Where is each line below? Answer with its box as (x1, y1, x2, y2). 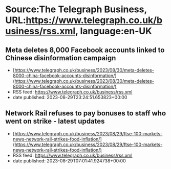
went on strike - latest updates (5, 117, 105, 126)
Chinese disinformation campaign (5, 54, 116, 62)
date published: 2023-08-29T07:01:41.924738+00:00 (12, 157, 126, 164)
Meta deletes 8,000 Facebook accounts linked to (5, 45, 165, 54)
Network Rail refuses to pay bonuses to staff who (5, 109, 166, 118)
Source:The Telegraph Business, (5, 4, 147, 15)
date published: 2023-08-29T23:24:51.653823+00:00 (12, 94, 127, 100)
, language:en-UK (75, 26, 152, 37)
